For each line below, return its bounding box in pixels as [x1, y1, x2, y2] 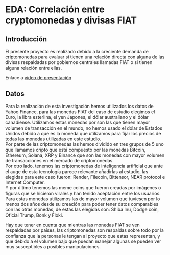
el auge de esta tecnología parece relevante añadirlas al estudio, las [5, 168, 149, 175]
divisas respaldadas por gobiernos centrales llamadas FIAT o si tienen [5, 59, 153, 65]
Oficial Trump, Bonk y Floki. [5, 211, 63, 218]
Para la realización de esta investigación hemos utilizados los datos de [5, 103, 154, 109]
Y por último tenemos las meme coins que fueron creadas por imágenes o [5, 184, 161, 190]
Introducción [5, 35, 47, 44]
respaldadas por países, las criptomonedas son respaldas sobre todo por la [5, 227, 164, 233]
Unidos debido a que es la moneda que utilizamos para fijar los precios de [5, 130, 161, 136]
